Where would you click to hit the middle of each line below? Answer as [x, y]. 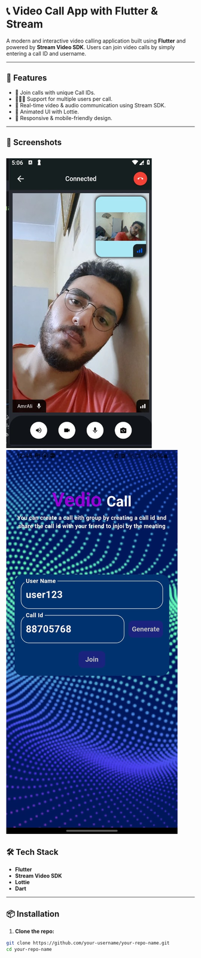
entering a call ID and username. [46, 53]
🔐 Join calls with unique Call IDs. [55, 92]
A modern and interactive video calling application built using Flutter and [96, 41]
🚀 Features [27, 78]
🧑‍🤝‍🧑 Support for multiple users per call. [63, 99]
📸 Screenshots [34, 142]
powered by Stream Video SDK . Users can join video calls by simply [91, 47]
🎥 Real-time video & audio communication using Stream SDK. [90, 105]
